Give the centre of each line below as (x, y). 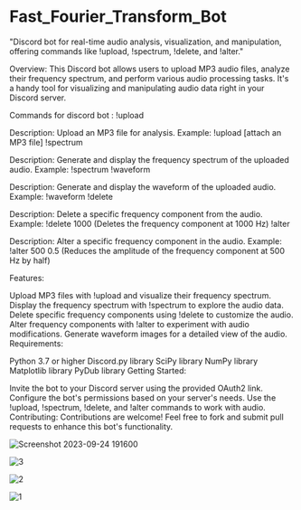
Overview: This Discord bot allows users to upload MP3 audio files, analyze (150, 69)
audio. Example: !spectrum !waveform (80, 169)
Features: (27, 278)
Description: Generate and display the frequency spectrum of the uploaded (149, 159)
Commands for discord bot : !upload (77, 115)
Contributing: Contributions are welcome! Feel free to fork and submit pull (147, 417)
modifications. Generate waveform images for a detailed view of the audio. (148, 334)
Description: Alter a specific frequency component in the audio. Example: (146, 241)
